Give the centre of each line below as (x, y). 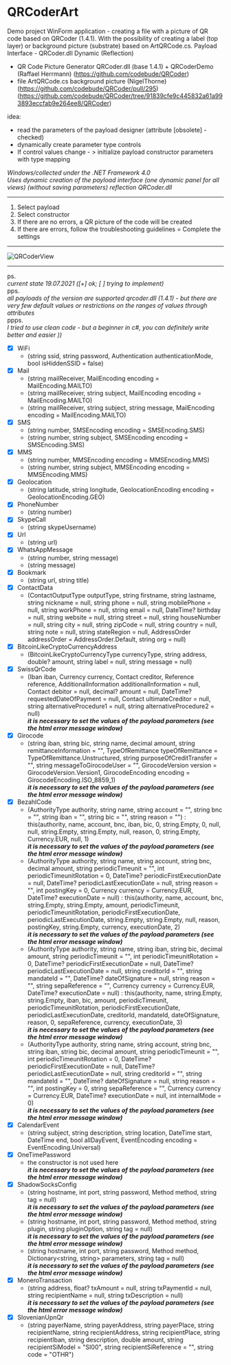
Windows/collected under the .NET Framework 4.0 (79, 173)
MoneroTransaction (45, 1280)
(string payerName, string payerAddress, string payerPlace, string (121, 1325)
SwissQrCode (36, 669)
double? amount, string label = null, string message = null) (110, 661)
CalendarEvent (38, 1125)
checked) (31, 137)
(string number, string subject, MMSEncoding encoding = (109, 467)
